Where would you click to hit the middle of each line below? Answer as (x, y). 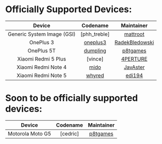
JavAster (134, 67)
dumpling (95, 50)
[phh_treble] (95, 34)
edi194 (134, 75)
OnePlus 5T (42, 50)
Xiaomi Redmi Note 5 (42, 75)
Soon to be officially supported (72, 98)
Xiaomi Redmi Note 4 (42, 67)
